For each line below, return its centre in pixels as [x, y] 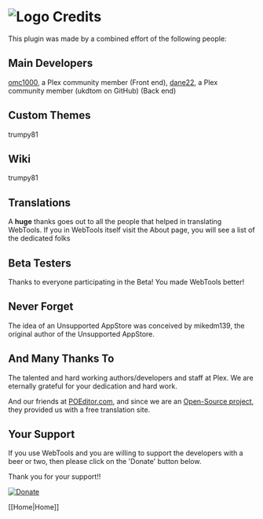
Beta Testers [40, 263]
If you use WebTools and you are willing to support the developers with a [126, 453]
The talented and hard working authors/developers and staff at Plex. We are [131, 377]
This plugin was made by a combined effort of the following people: [117, 39]
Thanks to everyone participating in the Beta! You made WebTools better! [126, 282]
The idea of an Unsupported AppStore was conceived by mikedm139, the [126, 326]
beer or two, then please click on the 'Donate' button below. [105, 462]
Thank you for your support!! [55, 477]
